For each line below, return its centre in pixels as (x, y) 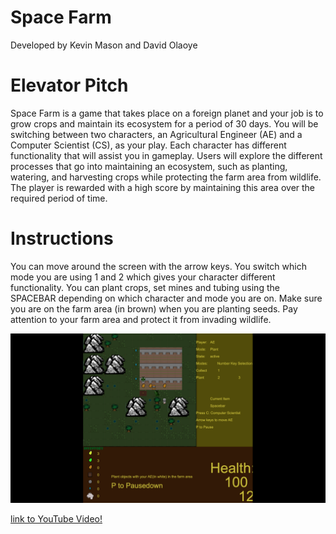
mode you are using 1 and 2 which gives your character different (143, 277)
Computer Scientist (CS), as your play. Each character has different (148, 145)
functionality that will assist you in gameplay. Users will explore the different (166, 155)
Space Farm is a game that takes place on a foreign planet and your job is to (167, 113)
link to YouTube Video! (56, 518)
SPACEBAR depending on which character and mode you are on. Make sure (166, 298)
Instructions (62, 238)
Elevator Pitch (69, 85)
